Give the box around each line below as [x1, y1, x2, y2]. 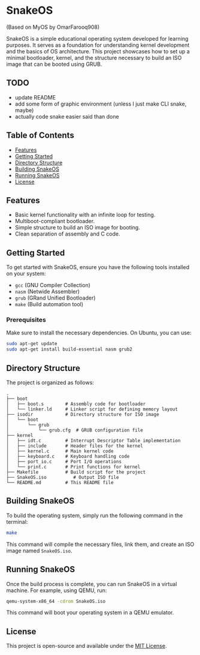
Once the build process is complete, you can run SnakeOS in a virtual [6, 580, 177, 587]
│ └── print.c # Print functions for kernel [6, 464, 141, 470]
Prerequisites [6, 316, 46, 324]
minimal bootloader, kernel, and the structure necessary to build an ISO [6, 54, 182, 61]
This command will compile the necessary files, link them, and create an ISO [6, 541, 195, 548]
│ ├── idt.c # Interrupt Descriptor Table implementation [6, 438, 181, 444]
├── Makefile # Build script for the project [6, 469, 146, 475]
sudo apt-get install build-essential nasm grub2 [6, 346, 133, 352]
